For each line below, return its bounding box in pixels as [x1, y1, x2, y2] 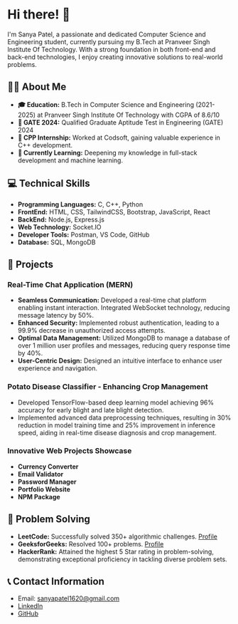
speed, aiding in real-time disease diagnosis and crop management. [17, 428, 217, 437]
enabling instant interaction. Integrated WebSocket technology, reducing [17, 303, 230, 312]
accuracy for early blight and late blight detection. [17, 405, 164, 414]
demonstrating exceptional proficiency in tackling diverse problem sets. [17, 555, 227, 563]
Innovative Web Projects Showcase [7, 446, 132, 456]
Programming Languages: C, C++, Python [17, 199, 144, 209]
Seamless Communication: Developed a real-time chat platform [17, 296, 207, 305]
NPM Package [17, 492, 60, 501]
